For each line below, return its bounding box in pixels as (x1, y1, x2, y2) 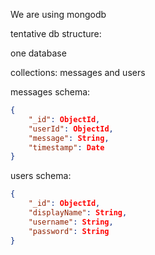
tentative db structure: (10, 28, 102, 39)
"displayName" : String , (28, 208, 128, 218)
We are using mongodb (10, 9, 107, 20)
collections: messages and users (10, 67, 146, 78)
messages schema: (10, 86, 91, 98)
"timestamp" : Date (28, 142, 105, 153)
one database (10, 47, 67, 59)
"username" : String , (28, 217, 114, 227)
